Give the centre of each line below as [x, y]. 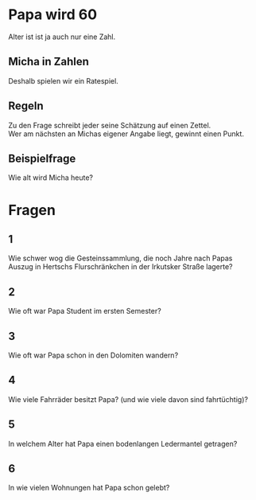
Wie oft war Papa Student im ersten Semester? [85, 311]
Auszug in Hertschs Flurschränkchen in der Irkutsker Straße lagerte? [120, 267]
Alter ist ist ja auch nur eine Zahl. [62, 37]
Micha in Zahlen [49, 62]
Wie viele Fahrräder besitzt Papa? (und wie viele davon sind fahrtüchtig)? [128, 399]
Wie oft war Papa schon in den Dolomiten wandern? [93, 355]
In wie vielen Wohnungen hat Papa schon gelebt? [89, 488]
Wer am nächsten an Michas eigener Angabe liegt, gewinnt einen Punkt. [126, 134]
